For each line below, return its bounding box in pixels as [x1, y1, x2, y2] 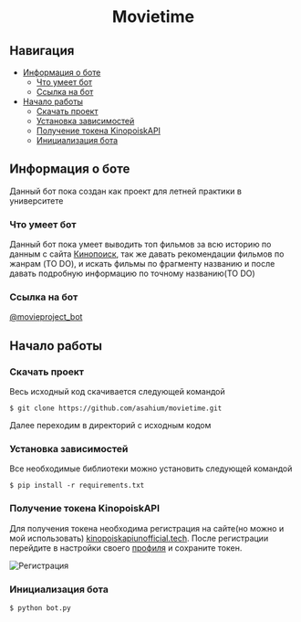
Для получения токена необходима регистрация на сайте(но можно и [9, 522, 285, 533]
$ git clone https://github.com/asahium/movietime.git [9, 404, 223, 413]
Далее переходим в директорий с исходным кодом [9, 420, 212, 431]
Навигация [9, 43, 75, 58]
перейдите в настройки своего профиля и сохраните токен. [9, 542, 243, 553]
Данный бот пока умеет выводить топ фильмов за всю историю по [9, 239, 272, 250]
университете [9, 195, 64, 206]
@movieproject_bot [9, 311, 83, 322]
